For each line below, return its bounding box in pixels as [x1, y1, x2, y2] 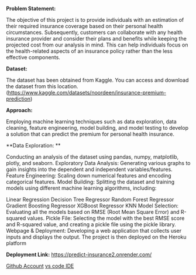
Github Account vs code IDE [6, 263, 74, 269]
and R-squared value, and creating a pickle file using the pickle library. [6, 221, 177, 228]
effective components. [6, 54, 60, 61]
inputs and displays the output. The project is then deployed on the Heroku [6, 233, 187, 240]
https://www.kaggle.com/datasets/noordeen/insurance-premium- [8, 89, 167, 96]
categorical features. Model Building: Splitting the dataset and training [6, 179, 175, 185]
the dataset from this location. [6, 83, 78, 90]
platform [6, 240, 26, 246]
